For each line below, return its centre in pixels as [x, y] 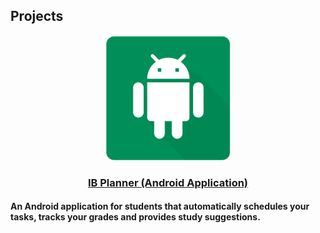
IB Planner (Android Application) [168, 182]
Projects [37, 16]
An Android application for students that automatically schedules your [160, 206]
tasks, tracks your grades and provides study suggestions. [135, 217]
